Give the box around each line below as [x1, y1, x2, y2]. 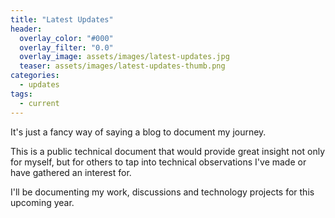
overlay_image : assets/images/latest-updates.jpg [19, 52, 230, 62]
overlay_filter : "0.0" [19, 42, 114, 53]
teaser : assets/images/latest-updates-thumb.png [19, 61, 226, 71]
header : [10, 24, 43, 34]
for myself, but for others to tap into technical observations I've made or [10, 156, 307, 168]
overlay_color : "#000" [19, 33, 114, 43]
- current [19, 98, 60, 108]
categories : [10, 71, 60, 81]
